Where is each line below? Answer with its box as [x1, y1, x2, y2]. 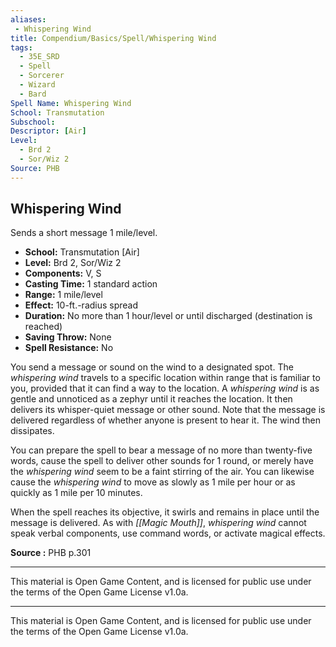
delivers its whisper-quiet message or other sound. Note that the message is [10, 404, 326, 416]
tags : [10, 42, 33, 53]
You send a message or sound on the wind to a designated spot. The [10, 361, 294, 373]
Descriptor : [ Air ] [10, 126, 87, 136]
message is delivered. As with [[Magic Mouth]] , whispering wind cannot [10, 517, 307, 529]
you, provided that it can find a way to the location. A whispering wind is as [10, 382, 320, 395]
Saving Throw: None [24, 331, 112, 343]
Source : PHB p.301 [10, 547, 92, 559]
